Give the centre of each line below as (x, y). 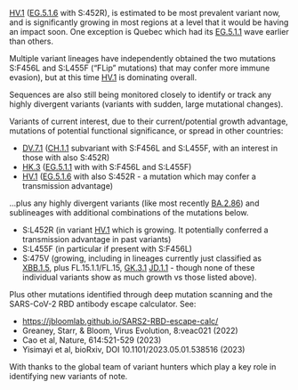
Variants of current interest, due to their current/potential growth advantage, (149, 121)
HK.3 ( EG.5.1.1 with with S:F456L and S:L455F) (107, 167)
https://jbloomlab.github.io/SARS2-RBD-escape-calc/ (120, 321)
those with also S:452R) (66, 158)
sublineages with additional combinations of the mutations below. (129, 212)
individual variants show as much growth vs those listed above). (139, 277)
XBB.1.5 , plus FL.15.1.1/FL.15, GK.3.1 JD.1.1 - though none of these (138, 268)
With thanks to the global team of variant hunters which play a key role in (143, 367)
